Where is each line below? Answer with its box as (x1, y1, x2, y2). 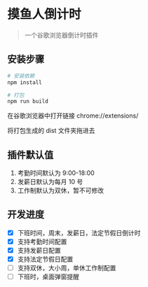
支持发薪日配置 (17, 246, 61, 254)
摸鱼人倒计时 (7, 6, 82, 22)
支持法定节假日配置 (17, 255, 74, 263)
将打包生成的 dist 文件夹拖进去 (7, 127, 95, 135)
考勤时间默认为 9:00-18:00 (17, 169, 95, 177)
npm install (7, 78, 42, 86)
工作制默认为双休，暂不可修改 (17, 186, 104, 195)
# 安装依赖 (7, 72, 35, 79)
